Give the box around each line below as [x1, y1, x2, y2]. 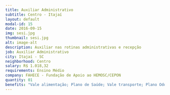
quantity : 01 [5, 77, 33, 82]
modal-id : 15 [5, 21, 33, 27]
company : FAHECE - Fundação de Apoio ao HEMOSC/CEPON [5, 73, 121, 78]
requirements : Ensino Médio [5, 68, 65, 73]
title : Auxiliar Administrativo [5, 7, 73, 13]
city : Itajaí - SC [5, 54, 44, 59]
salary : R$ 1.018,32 [5, 63, 49, 68]
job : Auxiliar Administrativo [5, 49, 69, 54]
